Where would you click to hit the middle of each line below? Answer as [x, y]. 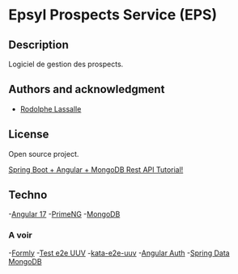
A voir [20, 235]
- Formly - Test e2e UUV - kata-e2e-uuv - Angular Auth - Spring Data [119, 253]
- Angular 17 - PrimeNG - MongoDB [64, 214]
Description [38, 45]
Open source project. [44, 154]
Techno [28, 195]
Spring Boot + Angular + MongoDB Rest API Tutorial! [96, 169]
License [29, 135]
